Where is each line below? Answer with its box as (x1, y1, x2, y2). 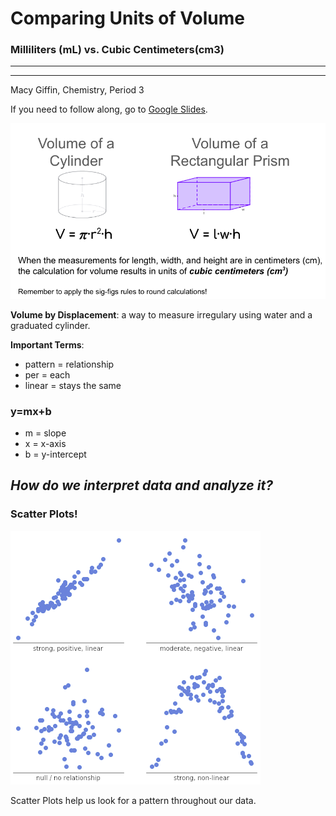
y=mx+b (10, 404, 52, 418)
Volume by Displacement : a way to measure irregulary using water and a (10, 308, 313, 321)
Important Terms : (10, 338, 85, 351)
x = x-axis (24, 438, 67, 450)
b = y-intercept (24, 448, 87, 461)
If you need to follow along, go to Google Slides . (10, 103, 208, 116)
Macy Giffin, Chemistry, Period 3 (10, 84, 145, 96)
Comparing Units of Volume (10, 7, 245, 30)
